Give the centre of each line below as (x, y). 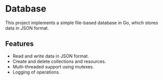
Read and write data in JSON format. (51, 56)
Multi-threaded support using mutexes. (53, 66)
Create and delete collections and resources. (59, 61)
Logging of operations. (36, 72)
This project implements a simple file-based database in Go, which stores (82, 23)
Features (19, 44)
